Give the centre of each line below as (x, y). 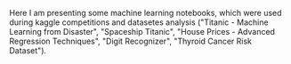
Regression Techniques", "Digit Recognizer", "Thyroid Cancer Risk (130, 41)
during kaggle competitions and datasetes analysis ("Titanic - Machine (139, 22)
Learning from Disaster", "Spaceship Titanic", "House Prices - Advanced (142, 32)
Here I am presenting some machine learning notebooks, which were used (145, 13)
